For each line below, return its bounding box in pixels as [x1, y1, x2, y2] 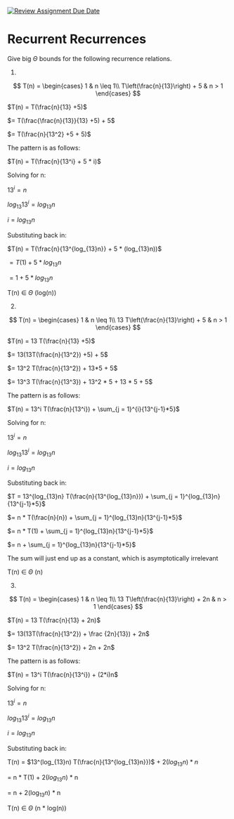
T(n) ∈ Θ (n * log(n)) [7, 804, 67, 812]
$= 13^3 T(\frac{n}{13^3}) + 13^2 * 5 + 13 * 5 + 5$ [7, 378, 153, 386]
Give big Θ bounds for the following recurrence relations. [7, 54, 172, 63]
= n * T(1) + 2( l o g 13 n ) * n [7, 773, 79, 783]
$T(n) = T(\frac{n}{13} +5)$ [7, 103, 88, 111]
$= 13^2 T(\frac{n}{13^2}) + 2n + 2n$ [7, 643, 115, 652]
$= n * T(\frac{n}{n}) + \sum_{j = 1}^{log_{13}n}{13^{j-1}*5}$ [7, 513, 183, 522]
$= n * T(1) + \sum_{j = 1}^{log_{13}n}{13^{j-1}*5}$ [7, 527, 154, 535]
